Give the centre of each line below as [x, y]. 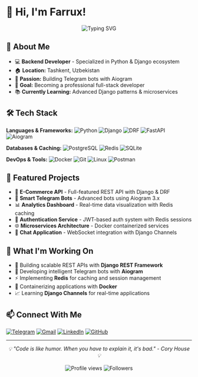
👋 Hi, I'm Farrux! [46, 12]
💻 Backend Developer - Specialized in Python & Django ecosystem [97, 61]
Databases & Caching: [34, 148]
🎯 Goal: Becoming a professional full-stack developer [80, 85]
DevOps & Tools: [27, 159]
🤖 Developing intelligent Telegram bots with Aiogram [79, 272]
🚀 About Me [28, 47]
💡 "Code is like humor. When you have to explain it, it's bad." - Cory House [99, 349]
